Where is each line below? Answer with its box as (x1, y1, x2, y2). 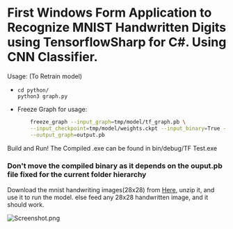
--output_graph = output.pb (30, 131, 106, 138)
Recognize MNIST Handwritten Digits (7, 19, 227, 35)
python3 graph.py (17, 92, 68, 100)
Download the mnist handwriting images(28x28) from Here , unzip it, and (7, 185, 215, 194)
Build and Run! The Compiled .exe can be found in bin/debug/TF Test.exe (7, 144, 218, 152)
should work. (7, 200, 45, 209)
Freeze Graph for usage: (17, 105, 88, 113)
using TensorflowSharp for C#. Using (7, 35, 227, 50)
